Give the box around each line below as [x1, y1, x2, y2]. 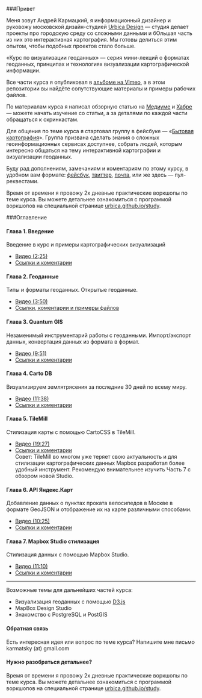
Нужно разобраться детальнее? [6, 658, 92, 665]
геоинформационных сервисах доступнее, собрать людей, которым [6, 140, 183, 147]
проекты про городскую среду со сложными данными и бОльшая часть [6, 30, 192, 37]
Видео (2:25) [14, 253, 48, 260]
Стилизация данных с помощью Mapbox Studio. [6, 551, 129, 558]
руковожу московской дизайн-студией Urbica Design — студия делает [6, 24, 189, 30]
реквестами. [6, 178, 39, 184]
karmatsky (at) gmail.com [6, 644, 70, 652]
